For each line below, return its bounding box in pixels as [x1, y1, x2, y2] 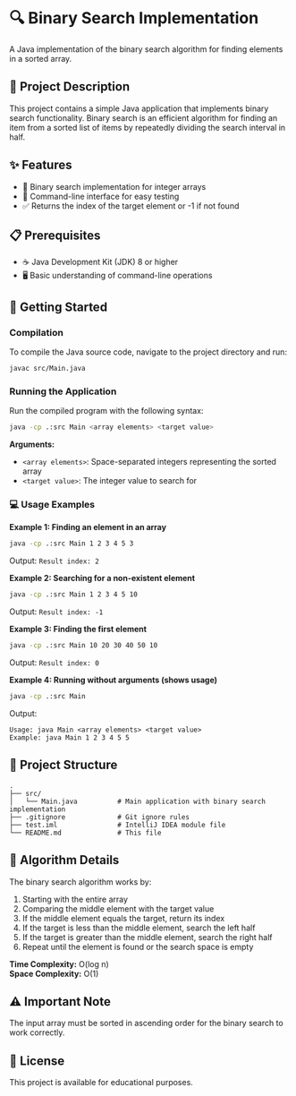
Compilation [9, 326, 64, 338]
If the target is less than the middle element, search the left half [21, 922, 256, 933]
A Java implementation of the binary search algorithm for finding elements [9, 43, 283, 55]
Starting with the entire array [21, 894, 128, 904]
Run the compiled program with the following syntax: [9, 406, 204, 416]
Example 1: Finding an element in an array [9, 522, 167, 533]
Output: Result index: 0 [9, 657, 100, 668]
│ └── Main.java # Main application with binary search [9, 797, 266, 806]
